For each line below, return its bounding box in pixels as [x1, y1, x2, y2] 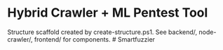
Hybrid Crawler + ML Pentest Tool [7, 5, 208, 21]
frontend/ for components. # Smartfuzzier [34, 35, 156, 43]
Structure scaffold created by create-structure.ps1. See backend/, [7, 28, 198, 36]
